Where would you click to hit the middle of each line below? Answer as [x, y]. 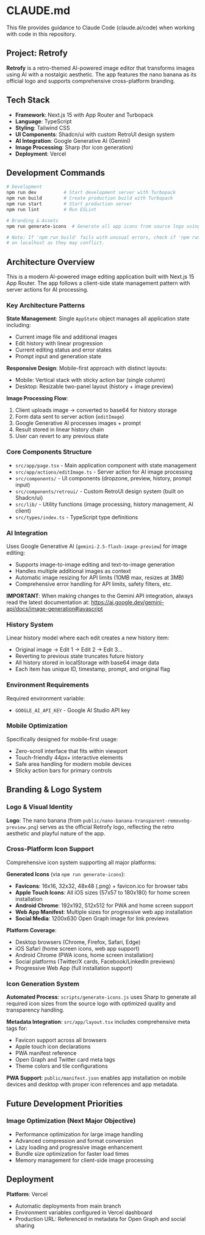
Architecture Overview [51, 262]
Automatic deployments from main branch [68, 1206]
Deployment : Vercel [41, 154]
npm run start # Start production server [69, 204]
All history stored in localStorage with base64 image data [87, 663]
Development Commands [56, 172]
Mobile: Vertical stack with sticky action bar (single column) [90, 380]
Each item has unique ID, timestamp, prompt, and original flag [92, 669]
